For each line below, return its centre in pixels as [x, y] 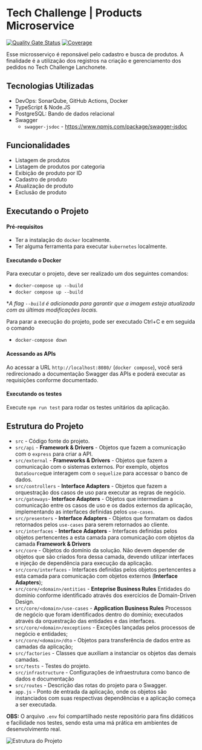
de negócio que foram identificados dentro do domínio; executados [99, 615]
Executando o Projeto [47, 211]
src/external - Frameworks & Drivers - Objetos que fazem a [91, 460]
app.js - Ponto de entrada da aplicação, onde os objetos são [91, 691]
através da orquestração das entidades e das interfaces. [85, 621]
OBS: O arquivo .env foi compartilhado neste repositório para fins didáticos [100, 716]
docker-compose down [41, 341]
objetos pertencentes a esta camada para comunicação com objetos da [105, 537]
